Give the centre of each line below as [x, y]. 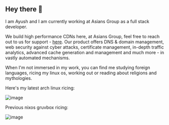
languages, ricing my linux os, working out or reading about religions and [81, 73]
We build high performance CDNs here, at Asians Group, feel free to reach [82, 36]
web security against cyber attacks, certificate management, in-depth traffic [84, 47]
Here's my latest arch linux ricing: [40, 88]
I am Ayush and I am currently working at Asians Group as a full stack [77, 21]
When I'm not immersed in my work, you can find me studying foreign [78, 67]
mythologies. [19, 78]
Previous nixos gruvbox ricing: [37, 107]
